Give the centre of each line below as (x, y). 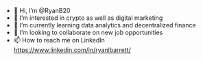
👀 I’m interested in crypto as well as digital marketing (88, 18)
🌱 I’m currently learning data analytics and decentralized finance (105, 25)
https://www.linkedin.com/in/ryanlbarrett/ (72, 50)
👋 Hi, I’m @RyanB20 (42, 11)
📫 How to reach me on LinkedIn (59, 40)
